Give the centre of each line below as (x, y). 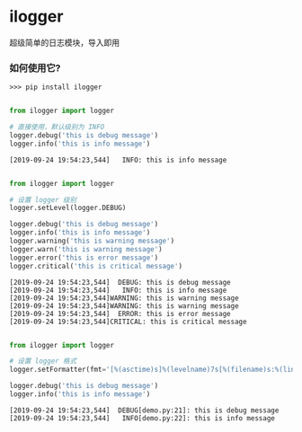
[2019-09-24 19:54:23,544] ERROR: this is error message (120, 313)
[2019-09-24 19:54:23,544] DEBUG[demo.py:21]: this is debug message (144, 410)
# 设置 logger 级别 (43, 199)
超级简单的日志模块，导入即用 (64, 42)
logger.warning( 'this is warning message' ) (92, 241)
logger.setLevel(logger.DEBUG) (68, 208)
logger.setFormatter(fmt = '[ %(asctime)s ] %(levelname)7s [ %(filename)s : (142, 370)
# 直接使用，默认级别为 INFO (57, 128)
